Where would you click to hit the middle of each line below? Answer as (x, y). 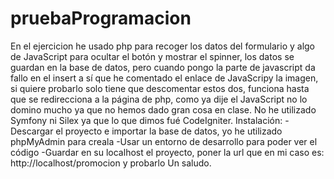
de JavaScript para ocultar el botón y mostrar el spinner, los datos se (152, 56)
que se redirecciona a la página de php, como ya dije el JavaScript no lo (159, 99)
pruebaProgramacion (101, 18)
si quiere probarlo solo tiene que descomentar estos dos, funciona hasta (160, 88)
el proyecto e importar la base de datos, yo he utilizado (169, 131)
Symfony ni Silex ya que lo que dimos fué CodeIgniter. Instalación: (146, 120)
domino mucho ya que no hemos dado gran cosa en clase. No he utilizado (163, 109)
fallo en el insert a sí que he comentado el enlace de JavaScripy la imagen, (164, 78)
